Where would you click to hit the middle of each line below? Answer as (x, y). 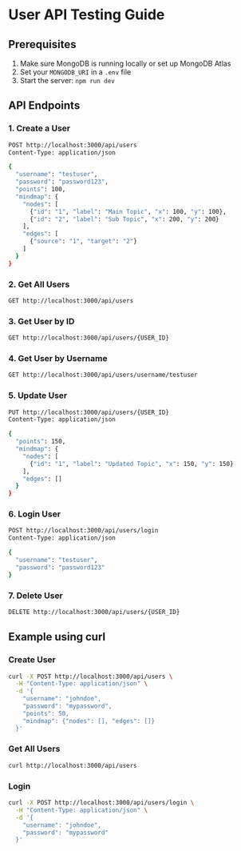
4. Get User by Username (58, 358)
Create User (32, 660)
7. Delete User (36, 596)
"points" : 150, (41, 442)
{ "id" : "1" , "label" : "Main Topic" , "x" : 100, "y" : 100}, (128, 211)
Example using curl (57, 637)
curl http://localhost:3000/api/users (73, 765)
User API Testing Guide (87, 15)
